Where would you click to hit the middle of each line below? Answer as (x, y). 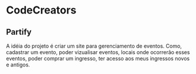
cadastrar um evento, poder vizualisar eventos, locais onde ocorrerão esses (98, 52)
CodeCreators (41, 10)
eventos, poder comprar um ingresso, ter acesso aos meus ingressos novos (98, 58)
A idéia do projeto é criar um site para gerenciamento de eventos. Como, (94, 46)
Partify (19, 32)
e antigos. (18, 65)
